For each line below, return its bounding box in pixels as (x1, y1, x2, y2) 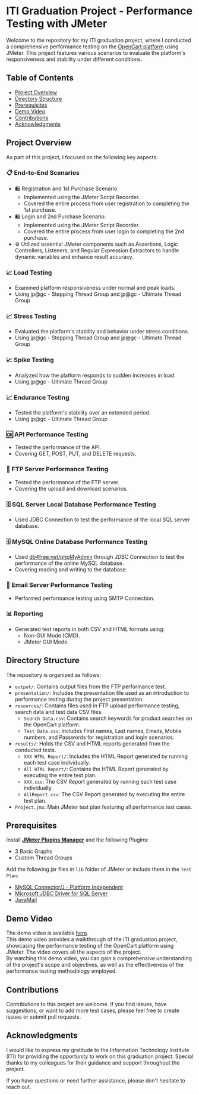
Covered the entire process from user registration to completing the (23, 200, 189, 207)
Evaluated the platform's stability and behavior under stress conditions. (14, 328, 189, 335)
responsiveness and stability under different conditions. (6, 55, 143, 63)
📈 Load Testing (6, 268, 52, 277)
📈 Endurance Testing (6, 393, 70, 401)
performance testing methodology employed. (6, 967, 117, 975)
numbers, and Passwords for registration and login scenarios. (23, 734, 175, 741)
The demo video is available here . (6, 929, 89, 937)
